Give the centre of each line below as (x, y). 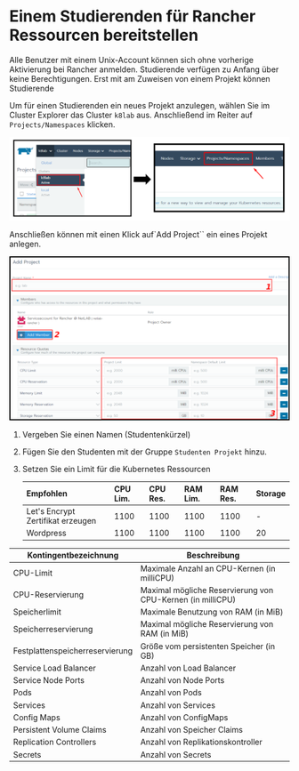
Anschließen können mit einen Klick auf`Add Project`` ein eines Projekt (138, 235)
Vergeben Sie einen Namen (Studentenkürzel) (106, 435)
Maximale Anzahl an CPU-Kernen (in (208, 568)
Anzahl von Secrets (176, 754)
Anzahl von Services (178, 705)
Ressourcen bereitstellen (104, 35)
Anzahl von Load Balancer (188, 668)
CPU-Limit (33, 573)
